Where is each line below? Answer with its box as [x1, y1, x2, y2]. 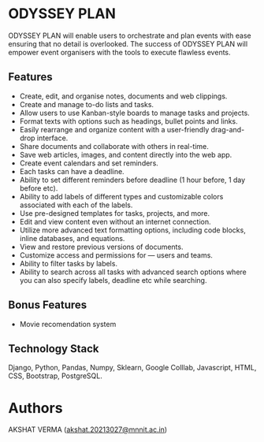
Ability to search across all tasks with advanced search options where [19, 267, 247, 277]
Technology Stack [8, 342, 99, 355]
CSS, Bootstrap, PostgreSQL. [8, 371, 102, 381]
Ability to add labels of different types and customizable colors [19, 191, 224, 201]
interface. [36, 133, 69, 143]
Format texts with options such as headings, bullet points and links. [19, 116, 238, 126]
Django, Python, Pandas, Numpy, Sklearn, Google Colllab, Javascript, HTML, [8, 363, 257, 373]
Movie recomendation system [19, 319, 117, 329]
